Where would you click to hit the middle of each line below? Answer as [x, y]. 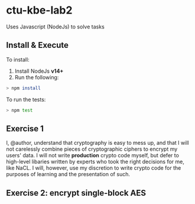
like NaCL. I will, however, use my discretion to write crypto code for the [94, 168]
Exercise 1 [25, 129]
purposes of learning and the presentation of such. [68, 174]
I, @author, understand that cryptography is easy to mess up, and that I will [97, 143]
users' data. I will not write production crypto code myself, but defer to [92, 156]
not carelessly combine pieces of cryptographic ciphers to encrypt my [92, 149]
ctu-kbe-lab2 [39, 10]
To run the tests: [26, 99]
